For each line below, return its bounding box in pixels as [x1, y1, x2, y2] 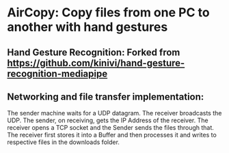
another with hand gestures [7, 19, 168, 35]
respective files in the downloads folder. [7, 138, 120, 146]
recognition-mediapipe [7, 68, 108, 79]
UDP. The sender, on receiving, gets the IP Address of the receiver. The [7, 116, 208, 124]
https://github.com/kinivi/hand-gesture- [7, 57, 185, 69]
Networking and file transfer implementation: [7, 91, 204, 102]
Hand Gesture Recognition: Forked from [7, 46, 180, 58]
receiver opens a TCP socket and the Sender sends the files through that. [7, 124, 214, 132]
